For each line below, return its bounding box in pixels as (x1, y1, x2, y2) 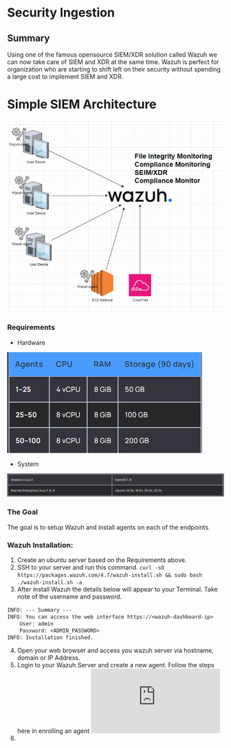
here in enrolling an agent (16, 727, 90, 735)
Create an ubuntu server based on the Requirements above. (16, 556, 187, 564)
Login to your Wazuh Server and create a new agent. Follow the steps (16, 661, 214, 669)
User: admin (19, 620, 54, 627)
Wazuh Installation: (7, 540, 74, 550)
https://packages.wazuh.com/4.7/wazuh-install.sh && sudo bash (16, 572, 203, 579)
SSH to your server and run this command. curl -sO (16, 563, 165, 571)
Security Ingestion (7, 5, 115, 21)
